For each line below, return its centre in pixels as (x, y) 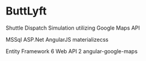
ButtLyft (26, 11)
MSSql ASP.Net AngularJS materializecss (57, 39)
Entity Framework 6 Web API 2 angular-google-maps (71, 51)
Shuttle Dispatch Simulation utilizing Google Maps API (73, 28)
